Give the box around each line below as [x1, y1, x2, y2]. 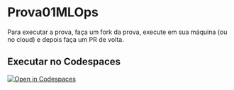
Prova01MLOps [7, 4, 99, 21]
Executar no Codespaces [7, 56, 121, 68]
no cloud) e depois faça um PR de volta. [7, 35, 124, 43]
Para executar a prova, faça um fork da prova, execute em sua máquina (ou [7, 28, 228, 36]
